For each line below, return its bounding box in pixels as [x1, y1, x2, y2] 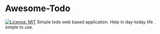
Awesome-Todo [5, 3, 71, 14]
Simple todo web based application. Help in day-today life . [37, 19, 156, 25]
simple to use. [5, 24, 33, 30]
